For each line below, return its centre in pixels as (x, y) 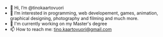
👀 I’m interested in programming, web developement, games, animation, (84, 13)
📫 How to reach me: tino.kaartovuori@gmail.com (61, 29)
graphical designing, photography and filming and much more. (74, 18)
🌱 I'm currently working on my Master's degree (58, 23)
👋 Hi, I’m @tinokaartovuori (37, 8)
